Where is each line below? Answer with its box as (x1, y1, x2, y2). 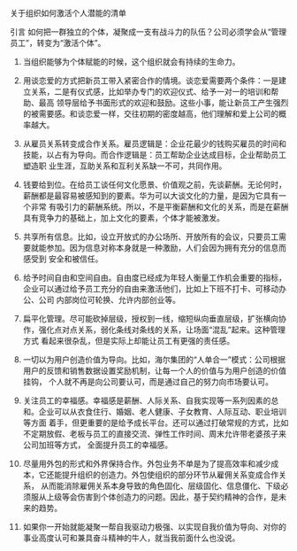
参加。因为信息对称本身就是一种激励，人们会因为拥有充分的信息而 (46, 243, 286, 252)
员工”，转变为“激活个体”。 (10, 38, 106, 48)
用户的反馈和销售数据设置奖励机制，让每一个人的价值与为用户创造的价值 (22, 366, 286, 376)
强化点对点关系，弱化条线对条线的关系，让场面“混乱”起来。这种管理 (38, 324, 286, 335)
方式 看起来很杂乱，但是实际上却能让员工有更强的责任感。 (22, 336, 235, 345)
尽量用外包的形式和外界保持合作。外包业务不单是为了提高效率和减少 (22, 459, 271, 469)
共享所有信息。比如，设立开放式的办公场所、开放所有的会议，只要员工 (22, 231, 279, 242)
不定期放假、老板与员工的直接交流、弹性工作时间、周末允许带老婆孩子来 (22, 429, 286, 438)
